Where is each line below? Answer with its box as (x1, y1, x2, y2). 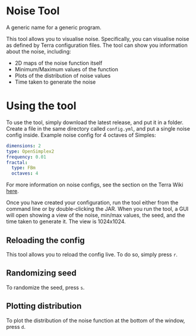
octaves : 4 (11, 170, 39, 176)
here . (6, 188, 19, 195)
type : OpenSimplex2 (6, 148, 55, 154)
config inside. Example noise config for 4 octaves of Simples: (6, 131, 156, 138)
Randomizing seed (6, 268, 77, 278)
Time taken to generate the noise (14, 78, 96, 85)
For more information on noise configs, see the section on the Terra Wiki (6, 181, 184, 188)
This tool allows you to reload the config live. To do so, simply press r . (6, 251, 178, 258)
